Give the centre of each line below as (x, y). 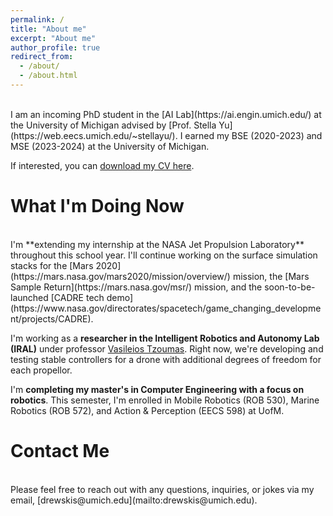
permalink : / (37, 19)
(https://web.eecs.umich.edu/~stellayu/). (94, 135)
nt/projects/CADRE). (52, 318)
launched (29, 297)
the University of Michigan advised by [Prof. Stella (113, 125)
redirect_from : (42, 57)
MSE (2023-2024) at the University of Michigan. (110, 146)
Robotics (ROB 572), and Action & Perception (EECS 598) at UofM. (147, 410)
